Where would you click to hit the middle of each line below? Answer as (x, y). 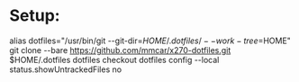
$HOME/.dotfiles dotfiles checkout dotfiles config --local (114, 59)
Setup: (35, 16)
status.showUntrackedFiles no (66, 69)
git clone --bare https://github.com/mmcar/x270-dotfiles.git (120, 50)
